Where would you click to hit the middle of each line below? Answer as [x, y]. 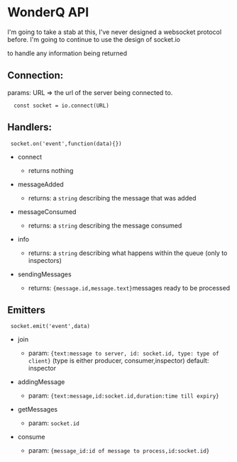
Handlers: [29, 127]
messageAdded [40, 184]
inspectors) [45, 260]
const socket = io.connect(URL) [62, 106]
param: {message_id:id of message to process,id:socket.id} [119, 451]
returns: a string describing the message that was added [112, 198]
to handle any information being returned [67, 53]
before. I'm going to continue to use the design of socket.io [94, 39]
